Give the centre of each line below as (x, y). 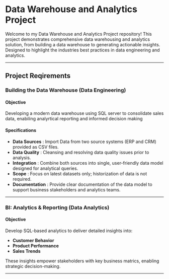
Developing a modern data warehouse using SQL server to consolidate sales (84, 113)
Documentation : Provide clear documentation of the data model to (82, 184)
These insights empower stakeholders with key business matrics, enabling (82, 261)
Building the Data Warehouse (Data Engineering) (66, 90)
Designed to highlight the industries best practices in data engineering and (82, 50)
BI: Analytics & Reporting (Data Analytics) (57, 207)
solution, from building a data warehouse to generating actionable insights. (83, 44)
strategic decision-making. (33, 266)
